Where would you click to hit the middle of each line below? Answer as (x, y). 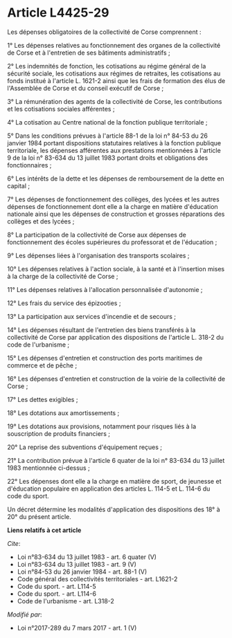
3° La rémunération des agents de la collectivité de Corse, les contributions (115, 101)
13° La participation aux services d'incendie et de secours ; (92, 316)
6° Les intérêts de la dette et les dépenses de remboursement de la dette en (116, 179)
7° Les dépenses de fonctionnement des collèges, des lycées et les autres (113, 199)
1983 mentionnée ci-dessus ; (48, 468)
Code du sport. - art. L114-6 (57, 594)
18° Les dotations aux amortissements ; (63, 412)
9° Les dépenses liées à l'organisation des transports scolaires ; (98, 255)
